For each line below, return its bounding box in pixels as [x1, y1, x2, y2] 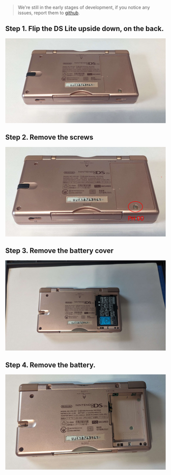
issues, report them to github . [17, 10, 80, 16]
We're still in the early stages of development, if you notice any [17, 5, 150, 10]
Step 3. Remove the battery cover [5, 247, 113, 255]
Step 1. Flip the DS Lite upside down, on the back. [5, 24, 164, 33]
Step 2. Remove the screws [5, 133, 94, 142]
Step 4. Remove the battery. [5, 360, 96, 369]
